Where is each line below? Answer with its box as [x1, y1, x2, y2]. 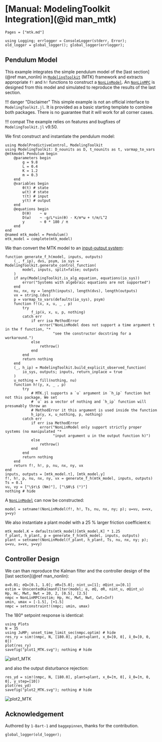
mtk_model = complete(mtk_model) [5, 236, 73, 241]
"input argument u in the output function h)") [52, 433, 151, 438]
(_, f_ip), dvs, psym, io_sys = [14, 259, 79, 263]
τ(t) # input [22, 194, 49, 199]
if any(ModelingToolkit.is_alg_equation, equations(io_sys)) [14, 276, 140, 280]
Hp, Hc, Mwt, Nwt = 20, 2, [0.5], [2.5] [5, 591, 88, 596]
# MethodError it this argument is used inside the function [31, 408, 158, 412]
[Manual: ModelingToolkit [5, 3, 111, 15]
